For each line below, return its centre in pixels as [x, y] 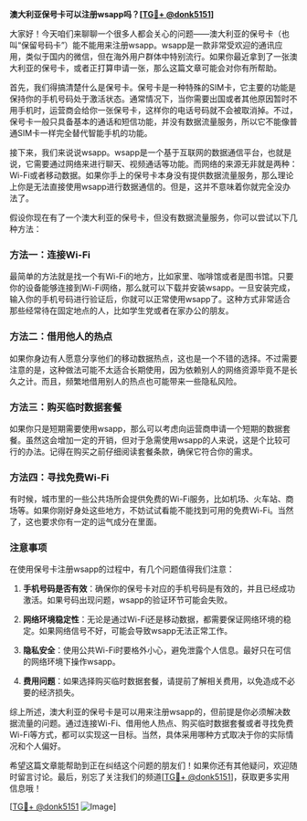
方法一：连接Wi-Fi [50, 255]
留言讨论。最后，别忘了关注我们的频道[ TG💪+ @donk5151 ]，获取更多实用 [153, 777]
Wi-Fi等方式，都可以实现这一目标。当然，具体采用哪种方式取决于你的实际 [148, 735]
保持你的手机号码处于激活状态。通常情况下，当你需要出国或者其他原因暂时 [149, 99]
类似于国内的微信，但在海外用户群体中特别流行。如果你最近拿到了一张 [157, 57]
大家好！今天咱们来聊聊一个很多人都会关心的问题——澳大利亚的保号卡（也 [149, 34]
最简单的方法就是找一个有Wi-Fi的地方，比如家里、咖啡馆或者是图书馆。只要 [152, 277]
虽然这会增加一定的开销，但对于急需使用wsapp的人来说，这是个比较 [154, 440]
